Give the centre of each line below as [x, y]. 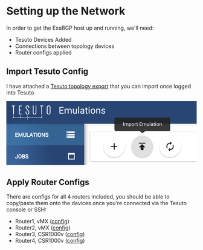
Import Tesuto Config [47, 72]
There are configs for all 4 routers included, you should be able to [88, 197]
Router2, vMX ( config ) [43, 228]
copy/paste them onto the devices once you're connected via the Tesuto [97, 203]
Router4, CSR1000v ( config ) [50, 241]
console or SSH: [26, 209]
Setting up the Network [66, 11]
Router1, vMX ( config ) [42, 222]
